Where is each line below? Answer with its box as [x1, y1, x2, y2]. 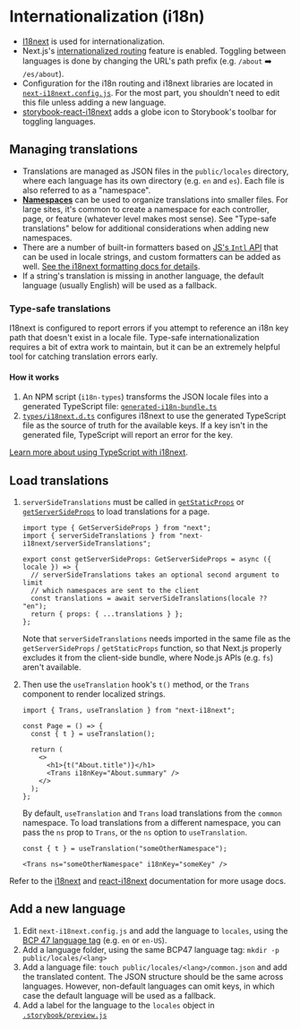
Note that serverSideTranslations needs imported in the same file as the [21, 633, 291, 644]
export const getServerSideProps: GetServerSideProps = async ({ [21, 555, 271, 564]
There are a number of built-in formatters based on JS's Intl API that [21, 242, 279, 253]
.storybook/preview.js [21, 1010, 107, 1020]
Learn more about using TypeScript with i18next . [9, 447, 188, 458]
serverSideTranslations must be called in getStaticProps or [21, 497, 244, 508]
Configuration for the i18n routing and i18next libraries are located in [21, 78, 273, 89]
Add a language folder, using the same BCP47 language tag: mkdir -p [21, 944, 279, 955]
